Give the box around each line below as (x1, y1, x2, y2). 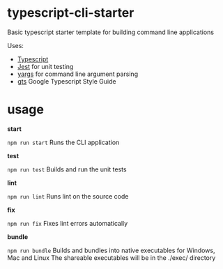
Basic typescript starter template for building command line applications (7, 28, 215, 36)
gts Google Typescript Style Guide (17, 77, 116, 85)
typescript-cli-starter (7, 5, 134, 21)
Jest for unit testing (17, 62, 74, 70)
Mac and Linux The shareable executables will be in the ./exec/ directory (7, 253, 216, 262)
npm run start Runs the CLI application (7, 138, 120, 146)
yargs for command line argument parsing (17, 70, 138, 78)
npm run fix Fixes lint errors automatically (7, 219, 128, 227)
